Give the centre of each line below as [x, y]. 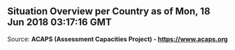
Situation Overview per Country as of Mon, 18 [109, 11]
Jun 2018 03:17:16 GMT [60, 23]
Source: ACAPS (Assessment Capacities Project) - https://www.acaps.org [117, 39]
